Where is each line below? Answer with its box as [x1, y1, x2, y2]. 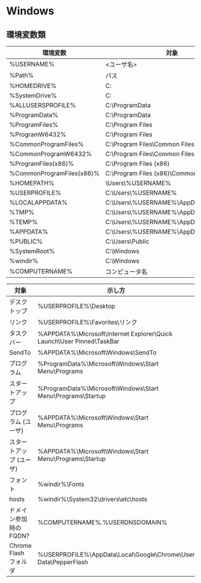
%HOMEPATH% [9, 179, 55, 187]
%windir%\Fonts [37, 480, 85, 488]
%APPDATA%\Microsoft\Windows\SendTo [37, 348, 157, 357]
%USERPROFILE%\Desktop [37, 302, 115, 310]
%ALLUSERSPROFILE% [9, 101, 77, 109]
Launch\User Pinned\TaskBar [37, 337, 120, 345]
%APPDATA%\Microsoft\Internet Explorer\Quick [37, 330, 173, 338]
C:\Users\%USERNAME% [105, 189, 178, 197]
